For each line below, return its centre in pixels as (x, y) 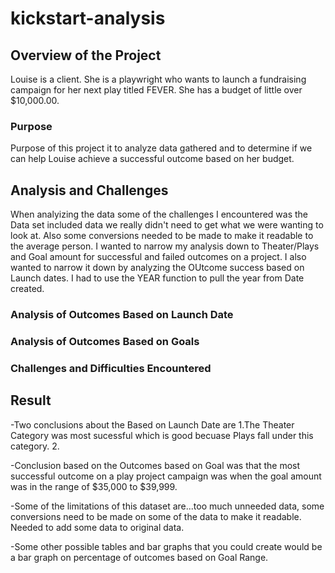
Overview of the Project (86, 55)
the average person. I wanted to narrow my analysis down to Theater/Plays (165, 246)
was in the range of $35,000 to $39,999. (94, 486)
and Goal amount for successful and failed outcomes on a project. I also (158, 257)
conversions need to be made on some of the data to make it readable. (156, 516)
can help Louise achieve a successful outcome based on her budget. (152, 159)
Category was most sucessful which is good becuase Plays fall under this (162, 435)
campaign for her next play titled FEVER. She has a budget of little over (156, 90)
